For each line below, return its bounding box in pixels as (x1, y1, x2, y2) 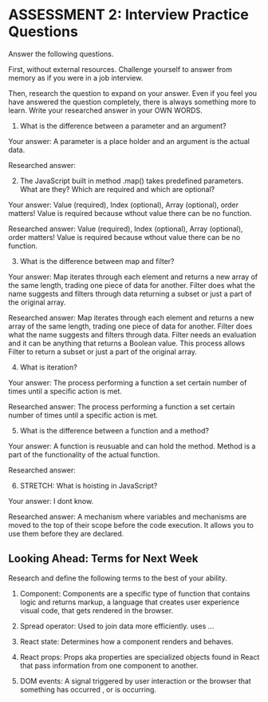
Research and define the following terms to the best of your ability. (8, 573, 227, 583)
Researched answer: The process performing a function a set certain (8, 401, 235, 411)
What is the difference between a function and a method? (19, 425, 210, 435)
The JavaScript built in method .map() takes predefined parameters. (19, 176, 244, 185)
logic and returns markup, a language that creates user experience (19, 597, 240, 607)
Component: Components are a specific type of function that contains (19, 588, 250, 598)
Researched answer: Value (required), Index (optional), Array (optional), (8, 224, 243, 233)
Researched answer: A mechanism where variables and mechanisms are (8, 512, 247, 521)
